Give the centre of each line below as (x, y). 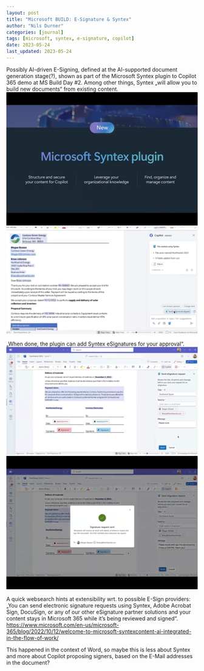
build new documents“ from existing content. (62, 89)
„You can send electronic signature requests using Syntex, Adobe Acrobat (99, 605)
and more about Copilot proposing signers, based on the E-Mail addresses (100, 656)
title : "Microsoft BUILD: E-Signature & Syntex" (69, 19)
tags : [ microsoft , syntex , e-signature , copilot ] (70, 39)
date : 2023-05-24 (28, 45)
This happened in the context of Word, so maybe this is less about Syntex (98, 650)
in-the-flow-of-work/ (32, 637)
